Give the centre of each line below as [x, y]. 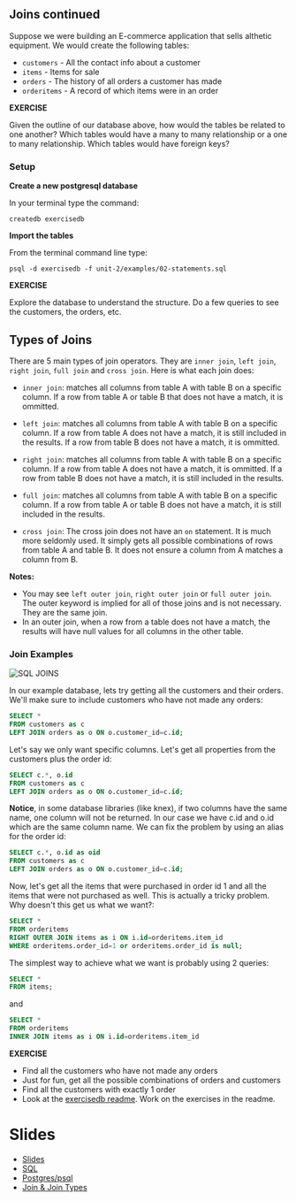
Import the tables [42, 236]
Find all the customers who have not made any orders [120, 1070]
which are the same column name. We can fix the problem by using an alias [147, 827]
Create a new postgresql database [74, 186]
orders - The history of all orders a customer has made [122, 81]
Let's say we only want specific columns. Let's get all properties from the [142, 749]
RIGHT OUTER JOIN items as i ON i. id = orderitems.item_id [116, 937]
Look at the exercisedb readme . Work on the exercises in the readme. [148, 1098]
